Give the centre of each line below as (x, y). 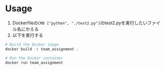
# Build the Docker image (32, 44)
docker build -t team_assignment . (42, 49)
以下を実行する (28, 35)
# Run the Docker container (34, 58)
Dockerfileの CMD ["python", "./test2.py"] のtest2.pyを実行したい (80, 23)
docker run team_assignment (34, 63)
